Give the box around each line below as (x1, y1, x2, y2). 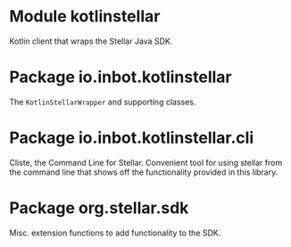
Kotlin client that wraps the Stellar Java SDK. (9, 36, 173, 46)
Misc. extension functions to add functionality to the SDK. (9, 227, 221, 238)
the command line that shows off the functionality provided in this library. (9, 167, 279, 177)
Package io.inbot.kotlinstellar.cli (9, 128, 254, 148)
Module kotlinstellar (9, 6, 161, 27)
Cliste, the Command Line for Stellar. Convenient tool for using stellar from (9, 157, 283, 168)
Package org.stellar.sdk (9, 198, 189, 218)
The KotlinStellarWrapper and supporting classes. (9, 96, 196, 107)
